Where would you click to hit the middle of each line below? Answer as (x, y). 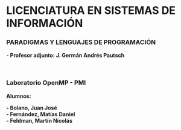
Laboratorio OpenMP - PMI (46, 83)
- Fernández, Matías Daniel (41, 114)
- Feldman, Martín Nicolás (39, 120)
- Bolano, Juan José (32, 108)
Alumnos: (19, 96)
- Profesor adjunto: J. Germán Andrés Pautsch (65, 56)
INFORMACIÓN (45, 23)
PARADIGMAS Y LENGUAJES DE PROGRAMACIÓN (81, 42)
